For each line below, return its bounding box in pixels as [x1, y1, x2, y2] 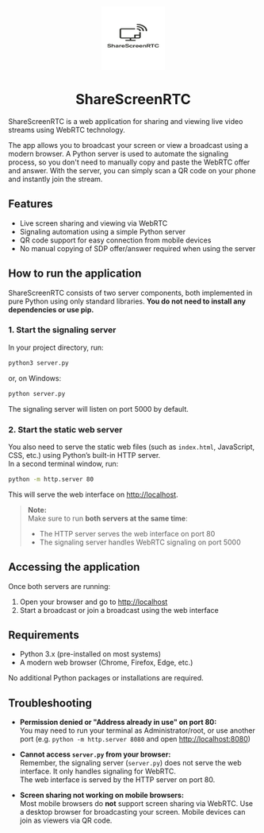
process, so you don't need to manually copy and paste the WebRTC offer [8, 157, 251, 167]
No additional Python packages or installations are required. [8, 673, 204, 683]
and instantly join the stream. [8, 174, 103, 184]
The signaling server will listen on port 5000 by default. [8, 404, 189, 413]
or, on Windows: [8, 373, 62, 383]
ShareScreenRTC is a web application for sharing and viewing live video [8, 116, 243, 126]
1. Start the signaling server [8, 324, 117, 335]
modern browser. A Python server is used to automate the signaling [8, 149, 228, 158]
